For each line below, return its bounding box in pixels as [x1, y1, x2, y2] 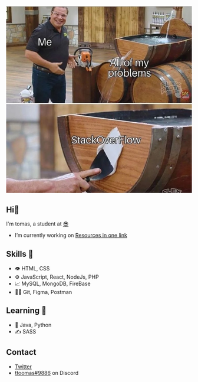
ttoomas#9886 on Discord [14, 369, 79, 376]
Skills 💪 [6, 249, 34, 259]
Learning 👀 [6, 306, 47, 316]
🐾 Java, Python [14, 321, 52, 328]
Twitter [14, 363, 32, 370]
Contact [6, 347, 37, 357]
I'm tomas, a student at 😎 [6, 220, 69, 227]
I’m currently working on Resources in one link [14, 232, 128, 239]
